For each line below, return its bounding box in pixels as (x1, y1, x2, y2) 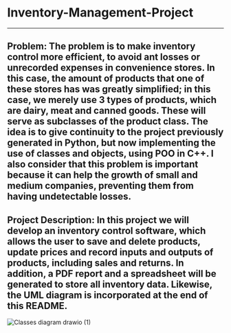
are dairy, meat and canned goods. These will (7, 105, 206, 117)
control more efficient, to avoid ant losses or (7, 51, 201, 63)
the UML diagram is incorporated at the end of (7, 289, 208, 301)
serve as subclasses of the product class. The (7, 115, 208, 128)
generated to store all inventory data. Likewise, (7, 278, 213, 290)
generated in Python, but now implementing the (7, 137, 217, 149)
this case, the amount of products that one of (7, 73, 205, 84)
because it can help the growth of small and (7, 170, 198, 181)
